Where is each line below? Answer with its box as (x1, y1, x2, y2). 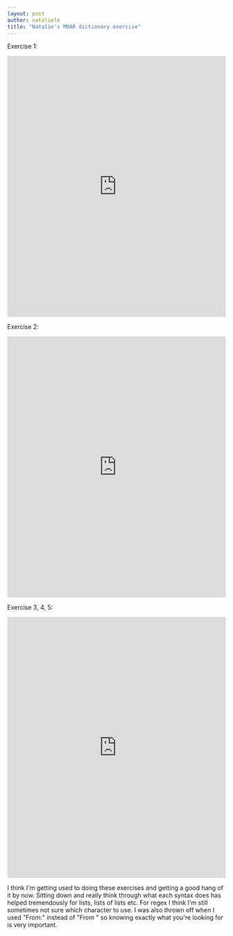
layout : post (7, 10, 45, 17)
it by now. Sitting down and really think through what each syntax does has (7, 891, 222, 900)
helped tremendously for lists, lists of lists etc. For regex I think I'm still (7, 898, 208, 907)
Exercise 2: (7, 323, 40, 331)
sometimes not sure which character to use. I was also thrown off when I (7, 906, 215, 914)
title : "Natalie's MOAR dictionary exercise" (7, 23, 141, 30)
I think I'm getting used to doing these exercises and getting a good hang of (7, 884, 224, 892)
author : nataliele (7, 17, 60, 24)
